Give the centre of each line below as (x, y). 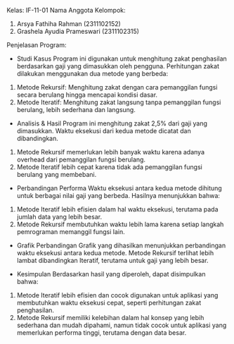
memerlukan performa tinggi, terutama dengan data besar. (102, 333)
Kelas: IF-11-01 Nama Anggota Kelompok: (66, 10)
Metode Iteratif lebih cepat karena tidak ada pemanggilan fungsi (110, 167)
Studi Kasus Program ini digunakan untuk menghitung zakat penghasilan (122, 59)
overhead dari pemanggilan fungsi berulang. (81, 159)
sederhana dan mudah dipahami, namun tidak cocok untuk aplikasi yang (122, 325)
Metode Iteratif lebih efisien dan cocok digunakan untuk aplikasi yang (117, 295)
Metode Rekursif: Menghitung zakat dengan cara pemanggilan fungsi (117, 87)
